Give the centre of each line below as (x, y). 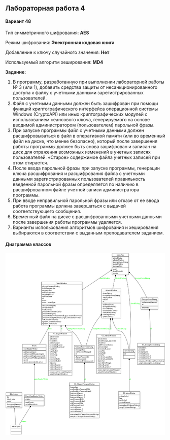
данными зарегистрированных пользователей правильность (79, 179)
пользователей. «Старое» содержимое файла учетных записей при (86, 157)
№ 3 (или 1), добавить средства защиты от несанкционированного (85, 87)
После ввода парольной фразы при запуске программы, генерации (86, 168)
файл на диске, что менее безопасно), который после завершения (85, 141)
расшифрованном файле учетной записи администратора (76, 189)
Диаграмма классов (28, 244)
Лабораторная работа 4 (45, 8)
